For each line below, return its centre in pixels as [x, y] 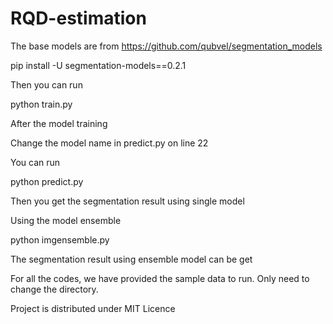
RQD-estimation [78, 18]
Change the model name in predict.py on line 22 [109, 143]
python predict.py [47, 181]
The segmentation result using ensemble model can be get [131, 259]
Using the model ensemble [66, 220]
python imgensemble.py [60, 239]
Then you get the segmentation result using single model [127, 201]
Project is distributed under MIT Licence [93, 308]
